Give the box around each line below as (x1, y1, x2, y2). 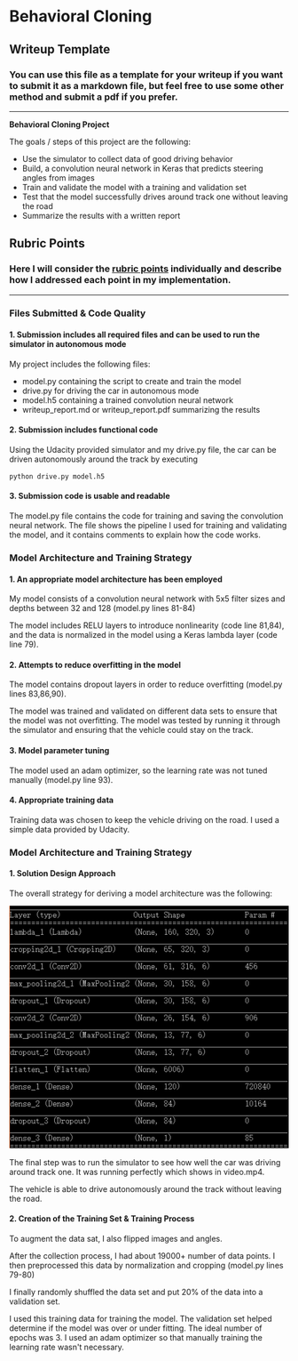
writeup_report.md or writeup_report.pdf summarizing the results (21, 404, 261, 415)
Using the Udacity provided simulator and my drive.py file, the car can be (9, 444, 277, 455)
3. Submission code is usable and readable (9, 491, 170, 502)
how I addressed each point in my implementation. (9, 274, 231, 286)
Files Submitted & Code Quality (9, 307, 146, 319)
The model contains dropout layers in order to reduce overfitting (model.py (9, 679, 283, 690)
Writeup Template (9, 42, 111, 57)
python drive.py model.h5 (9, 471, 105, 481)
